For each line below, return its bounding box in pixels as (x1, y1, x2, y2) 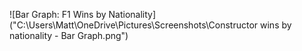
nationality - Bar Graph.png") (9, 30, 129, 41)
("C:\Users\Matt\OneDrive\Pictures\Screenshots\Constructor (9, 19, 259, 31)
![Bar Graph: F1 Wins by (9, 9, 107, 20)
